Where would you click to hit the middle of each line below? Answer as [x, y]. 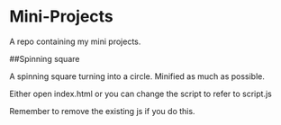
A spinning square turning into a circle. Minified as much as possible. [137, 76]
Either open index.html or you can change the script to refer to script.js [140, 94]
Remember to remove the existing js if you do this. [102, 111]
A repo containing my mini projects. [75, 41]
